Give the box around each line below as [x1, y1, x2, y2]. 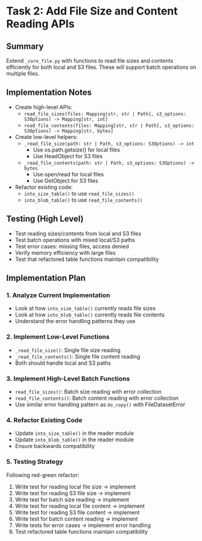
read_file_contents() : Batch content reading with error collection [14, 394, 179, 402]
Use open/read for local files [33, 170, 104, 178]
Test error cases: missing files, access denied [14, 243, 129, 250]
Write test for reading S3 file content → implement [14, 508, 140, 516]
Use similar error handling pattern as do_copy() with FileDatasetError [14, 400, 186, 408]
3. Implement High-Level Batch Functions [6, 374, 130, 383]
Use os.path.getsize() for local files [33, 146, 121, 153]
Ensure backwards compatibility [14, 443, 95, 450]
